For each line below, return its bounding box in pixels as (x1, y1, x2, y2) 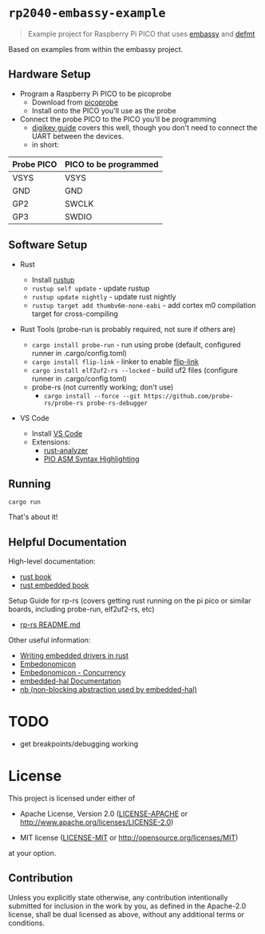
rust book (19, 572, 52, 582)
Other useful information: (8, 635, 91, 645)
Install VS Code (31, 429, 83, 438)
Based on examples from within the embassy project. (8, 44, 184, 53)
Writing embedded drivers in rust (19, 651, 129, 660)
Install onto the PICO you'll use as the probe (31, 105, 177, 115)
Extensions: (31, 437, 70, 446)
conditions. (8, 918, 45, 928)
